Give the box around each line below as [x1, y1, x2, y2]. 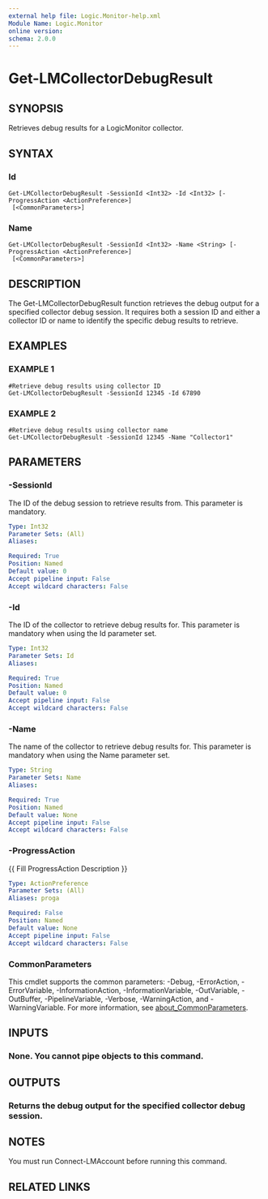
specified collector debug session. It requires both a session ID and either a [8, 307, 261, 317]
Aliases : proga [8, 894, 60, 903]
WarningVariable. [8, 1003, 66, 1012]
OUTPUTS [8, 1076, 61, 1089]
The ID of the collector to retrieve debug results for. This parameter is [8, 620, 240, 630]
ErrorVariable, [8, 985, 55, 995]
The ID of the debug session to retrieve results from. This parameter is [8, 498, 243, 508]
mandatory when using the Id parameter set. [8, 629, 157, 638]
